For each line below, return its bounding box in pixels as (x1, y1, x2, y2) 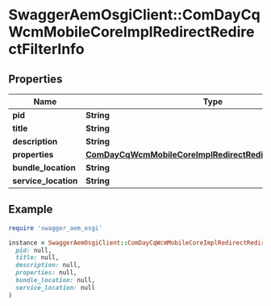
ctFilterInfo (8, 40, 85, 58)
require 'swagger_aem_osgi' (8, 224, 103, 232)
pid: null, (15, 246, 52, 254)
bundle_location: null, (15, 276, 95, 284)
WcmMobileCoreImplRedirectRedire (8, 23, 255, 41)
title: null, (15, 254, 60, 262)
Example (8, 203, 53, 216)
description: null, (15, 261, 81, 270)
